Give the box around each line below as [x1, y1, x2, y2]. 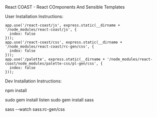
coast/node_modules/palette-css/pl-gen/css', [5, 61, 98, 66]
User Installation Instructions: [5, 14, 63, 19]
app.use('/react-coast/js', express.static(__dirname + [5, 23, 120, 28]
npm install [5, 87, 27, 93]
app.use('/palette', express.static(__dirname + [5, 57, 105, 62]
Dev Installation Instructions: [5, 78, 62, 84]
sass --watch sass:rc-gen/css [5, 106, 65, 112]
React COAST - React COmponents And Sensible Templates [5, 4, 125, 10]
